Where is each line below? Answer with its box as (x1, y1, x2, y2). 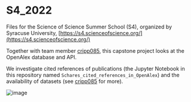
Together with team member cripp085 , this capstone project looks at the (6, 47, 185, 54)
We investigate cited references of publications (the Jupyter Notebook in (6, 65, 185, 72)
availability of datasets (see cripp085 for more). (6, 78, 124, 85)
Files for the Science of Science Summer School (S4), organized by (6, 23, 172, 30)
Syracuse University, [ (6, 29, 61, 36)
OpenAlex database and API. (6, 53, 77, 60)
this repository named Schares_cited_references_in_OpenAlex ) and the (6, 71, 180, 78)
